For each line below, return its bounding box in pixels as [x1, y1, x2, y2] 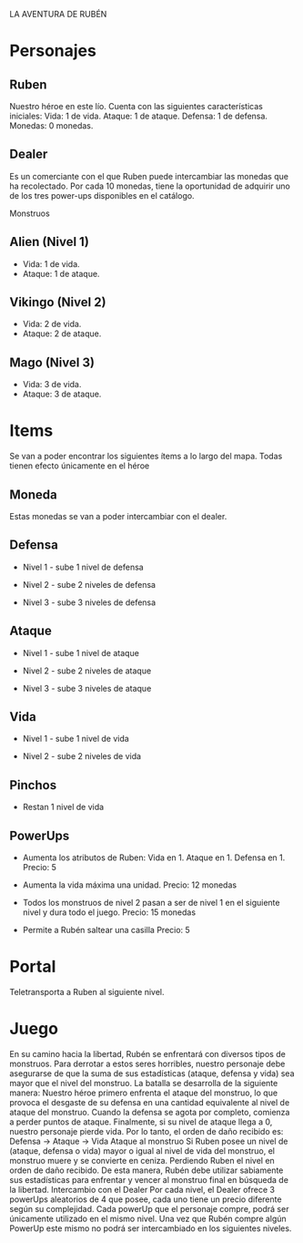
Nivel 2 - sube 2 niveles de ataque [22, 665, 152, 676]
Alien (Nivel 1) [9, 234, 89, 250]
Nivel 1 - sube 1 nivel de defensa [22, 561, 144, 572]
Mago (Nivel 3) [9, 354, 96, 370]
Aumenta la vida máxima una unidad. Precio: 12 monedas [22, 879, 237, 890]
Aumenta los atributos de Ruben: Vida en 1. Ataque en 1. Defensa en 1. [22, 852, 286, 863]
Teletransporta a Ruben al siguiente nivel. [9, 987, 166, 997]
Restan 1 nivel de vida [22, 802, 105, 813]
